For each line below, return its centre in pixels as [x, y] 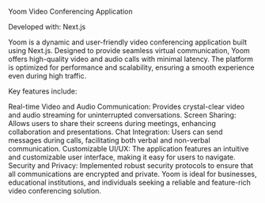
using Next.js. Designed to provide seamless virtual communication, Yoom [129, 50]
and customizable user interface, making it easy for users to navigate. [122, 157]
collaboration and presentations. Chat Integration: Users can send [115, 132]
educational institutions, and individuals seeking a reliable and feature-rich [130, 182]
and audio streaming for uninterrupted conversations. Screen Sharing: [122, 115]
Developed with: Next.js [47, 27]
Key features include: [43, 91]
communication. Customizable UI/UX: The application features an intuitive [129, 149]
